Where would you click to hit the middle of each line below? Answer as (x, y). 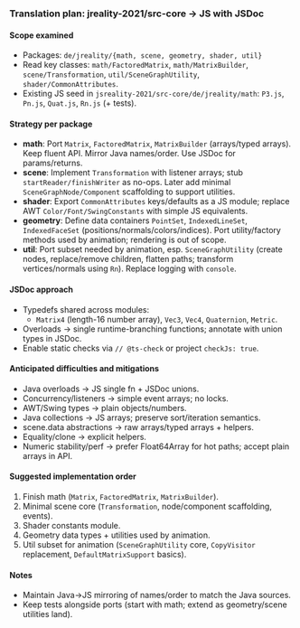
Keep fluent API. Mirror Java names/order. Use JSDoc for (129, 154)
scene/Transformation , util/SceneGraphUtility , (111, 74)
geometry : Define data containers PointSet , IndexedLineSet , (135, 220)
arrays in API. (47, 455)
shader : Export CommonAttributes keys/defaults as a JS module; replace (156, 202)
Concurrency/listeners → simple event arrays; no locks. (125, 398)
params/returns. (52, 163)
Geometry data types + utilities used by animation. (116, 535)
